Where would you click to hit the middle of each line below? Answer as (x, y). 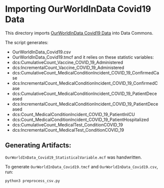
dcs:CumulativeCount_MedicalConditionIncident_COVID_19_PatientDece (85, 94)
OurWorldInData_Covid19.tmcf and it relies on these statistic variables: (83, 57)
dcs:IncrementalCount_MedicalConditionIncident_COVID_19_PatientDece (85, 104)
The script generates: (27, 42)
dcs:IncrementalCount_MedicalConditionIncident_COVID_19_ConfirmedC (85, 83)
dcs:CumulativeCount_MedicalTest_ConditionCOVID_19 (68, 125)
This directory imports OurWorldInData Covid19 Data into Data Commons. (79, 33)
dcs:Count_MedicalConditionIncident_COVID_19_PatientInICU (74, 114)
